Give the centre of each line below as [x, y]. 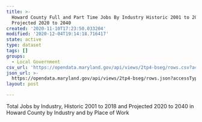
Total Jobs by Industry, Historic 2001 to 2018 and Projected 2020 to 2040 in [100, 106]
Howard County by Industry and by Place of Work [68, 112]
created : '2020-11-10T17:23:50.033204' [56, 28]
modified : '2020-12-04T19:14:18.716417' [58, 34]
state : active [24, 39]
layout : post [23, 84]
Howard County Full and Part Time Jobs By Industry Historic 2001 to [100, 17]
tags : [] [17, 51]
